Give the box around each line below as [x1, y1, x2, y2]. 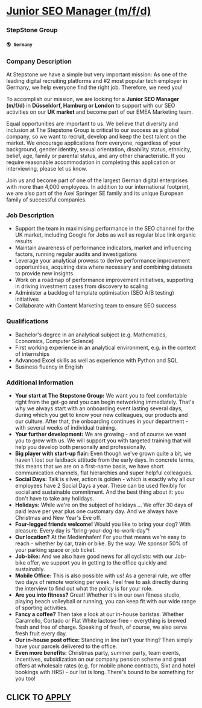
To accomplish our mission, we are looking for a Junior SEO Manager [6, 96, 180, 102]
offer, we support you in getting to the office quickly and [27, 559, 167, 566]
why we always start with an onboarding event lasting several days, [14, 404, 183, 412]
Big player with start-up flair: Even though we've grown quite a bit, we [14, 450, 192, 457]
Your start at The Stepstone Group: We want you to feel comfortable [14, 392, 188, 399]
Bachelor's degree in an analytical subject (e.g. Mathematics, [14, 331, 168, 338]
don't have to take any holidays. [14, 494, 95, 502]
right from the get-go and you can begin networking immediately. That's [14, 398, 195, 405]
